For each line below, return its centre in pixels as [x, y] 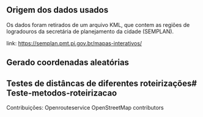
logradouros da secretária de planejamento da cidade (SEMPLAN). [90, 31]
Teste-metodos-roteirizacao [62, 93]
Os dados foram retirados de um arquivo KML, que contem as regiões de [98, 25]
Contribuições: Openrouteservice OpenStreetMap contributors [85, 108]
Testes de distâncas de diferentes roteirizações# [102, 83]
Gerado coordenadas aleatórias [68, 63]
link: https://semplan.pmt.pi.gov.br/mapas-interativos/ [74, 43]
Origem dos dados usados [57, 10]
